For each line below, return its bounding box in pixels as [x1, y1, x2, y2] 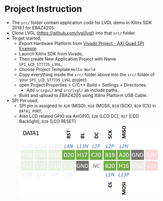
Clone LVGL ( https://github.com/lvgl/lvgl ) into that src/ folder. [11, 30, 136, 36]
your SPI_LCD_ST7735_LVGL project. [19, 77, 88, 83]
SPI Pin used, [11, 97, 39, 103]
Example [19, 45, 37, 51]
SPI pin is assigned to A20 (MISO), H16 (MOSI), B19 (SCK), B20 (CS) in [19, 103, 156, 109]
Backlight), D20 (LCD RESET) [19, 118, 76, 124]
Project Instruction [4, 3, 82, 15]
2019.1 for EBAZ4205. [11, 24, 55, 30]
